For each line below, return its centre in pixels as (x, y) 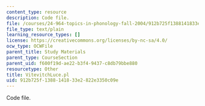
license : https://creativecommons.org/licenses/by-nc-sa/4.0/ (87, 40)
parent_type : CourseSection (42, 58)
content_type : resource (37, 12)
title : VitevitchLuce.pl (38, 75)
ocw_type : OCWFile (30, 47)
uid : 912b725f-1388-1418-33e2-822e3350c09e (63, 80)
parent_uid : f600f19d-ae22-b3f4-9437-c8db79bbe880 (72, 63)
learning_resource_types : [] (43, 35)
